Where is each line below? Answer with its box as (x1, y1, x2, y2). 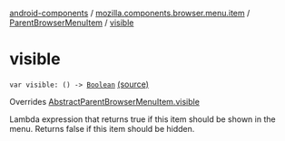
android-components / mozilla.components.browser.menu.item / (9, 8, 251, 18)
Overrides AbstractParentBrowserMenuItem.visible (9, 96, 200, 107)
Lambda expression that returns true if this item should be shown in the (9, 113, 276, 125)
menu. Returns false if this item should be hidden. (9, 123, 195, 134)
